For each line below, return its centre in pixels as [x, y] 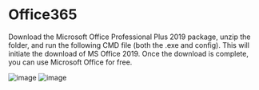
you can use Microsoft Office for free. [70, 62]
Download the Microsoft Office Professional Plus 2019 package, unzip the [129, 37]
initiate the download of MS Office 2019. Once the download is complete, [129, 53]
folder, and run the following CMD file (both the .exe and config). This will [129, 45]
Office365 [43, 15]
